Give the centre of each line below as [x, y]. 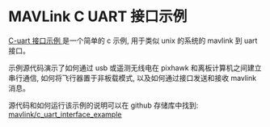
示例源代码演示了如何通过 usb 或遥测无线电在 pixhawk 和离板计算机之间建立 [135, 68]
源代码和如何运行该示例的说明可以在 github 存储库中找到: [103, 105]
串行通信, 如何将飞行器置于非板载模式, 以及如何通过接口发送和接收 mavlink [133, 78]
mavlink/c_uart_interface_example [65, 114]
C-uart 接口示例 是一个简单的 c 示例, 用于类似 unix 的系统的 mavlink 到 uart [133, 40]
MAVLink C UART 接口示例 [98, 17]
